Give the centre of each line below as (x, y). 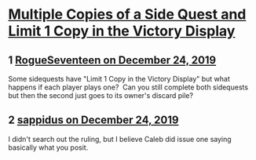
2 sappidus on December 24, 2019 (93, 120)
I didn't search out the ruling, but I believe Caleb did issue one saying (120, 139)
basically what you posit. (48, 147)
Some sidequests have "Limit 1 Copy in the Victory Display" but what (119, 79)
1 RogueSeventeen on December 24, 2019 (112, 60)
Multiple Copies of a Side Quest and (127, 15)
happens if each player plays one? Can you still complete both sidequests (128, 87)
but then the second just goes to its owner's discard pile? (101, 95)
